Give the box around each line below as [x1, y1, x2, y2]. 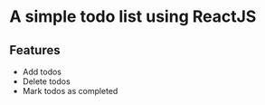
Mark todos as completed [22, 86, 118, 96]
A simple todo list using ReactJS [9, 6, 257, 27]
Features [9, 43, 61, 58]
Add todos [22, 66, 62, 77]
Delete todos [22, 76, 71, 87]
